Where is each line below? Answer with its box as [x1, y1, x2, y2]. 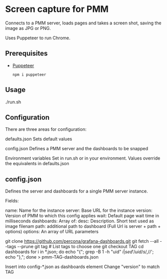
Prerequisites [5, 49, 48, 58]
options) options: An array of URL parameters [5, 229, 99, 235]
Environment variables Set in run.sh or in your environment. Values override [5, 155, 161, 161]
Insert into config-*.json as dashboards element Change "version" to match [5, 264, 160, 270]
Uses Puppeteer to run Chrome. [5, 35, 71, 41]
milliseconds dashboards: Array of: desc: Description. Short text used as [5, 218, 155, 224]
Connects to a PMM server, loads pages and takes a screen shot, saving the [5, 20, 162, 26]
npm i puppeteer [12, 72, 46, 77]
